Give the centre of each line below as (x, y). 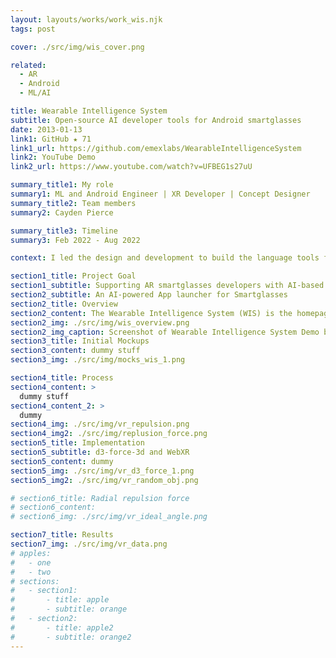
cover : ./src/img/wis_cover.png (77, 47)
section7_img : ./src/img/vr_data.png (89, 544)
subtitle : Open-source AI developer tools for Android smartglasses (156, 120)
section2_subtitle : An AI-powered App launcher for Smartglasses (149, 295)
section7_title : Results (62, 535)
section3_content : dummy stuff (75, 351)
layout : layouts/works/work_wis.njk (86, 19)
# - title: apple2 (62, 627)
